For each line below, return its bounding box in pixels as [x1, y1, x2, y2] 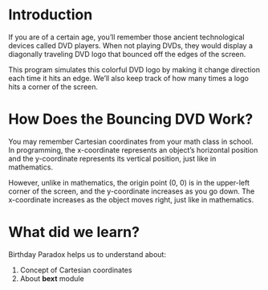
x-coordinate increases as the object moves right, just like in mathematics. [8, 194, 254, 204]
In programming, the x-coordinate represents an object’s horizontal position [8, 145, 258, 154]
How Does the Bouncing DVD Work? [8, 110, 254, 129]
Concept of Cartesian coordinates [19, 265, 132, 275]
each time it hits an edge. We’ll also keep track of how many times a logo [8, 73, 249, 83]
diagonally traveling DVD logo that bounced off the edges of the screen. [8, 49, 246, 59]
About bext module [19, 273, 84, 283]
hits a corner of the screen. [8, 82, 99, 92]
